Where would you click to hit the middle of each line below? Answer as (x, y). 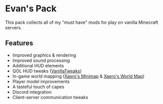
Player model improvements (41, 81)
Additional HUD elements (38, 65)
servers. (14, 27)
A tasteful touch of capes (38, 87)
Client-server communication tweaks (50, 97)
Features (19, 43)
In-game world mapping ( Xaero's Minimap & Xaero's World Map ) (78, 76)
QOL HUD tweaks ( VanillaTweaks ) (47, 71)
